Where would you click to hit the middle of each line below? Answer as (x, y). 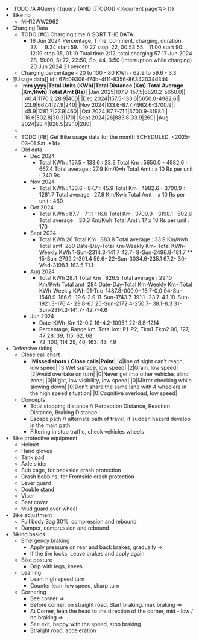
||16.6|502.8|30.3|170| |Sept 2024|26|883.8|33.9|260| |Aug (95, 118)
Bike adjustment (32, 515)
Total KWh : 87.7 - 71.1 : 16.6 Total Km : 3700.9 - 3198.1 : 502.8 (115, 214)
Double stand (38, 489)
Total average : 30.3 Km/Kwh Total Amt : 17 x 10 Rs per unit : (114, 220)
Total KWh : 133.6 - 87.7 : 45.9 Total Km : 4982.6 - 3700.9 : (112, 188)
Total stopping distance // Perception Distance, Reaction (100, 406)
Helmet (30, 445)
